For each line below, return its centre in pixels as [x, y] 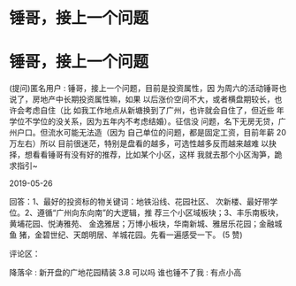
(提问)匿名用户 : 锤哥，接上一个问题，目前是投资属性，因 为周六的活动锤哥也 [148, 89]
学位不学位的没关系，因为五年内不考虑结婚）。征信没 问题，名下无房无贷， [144, 121]
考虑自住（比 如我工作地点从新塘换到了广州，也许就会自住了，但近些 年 [154, 111]
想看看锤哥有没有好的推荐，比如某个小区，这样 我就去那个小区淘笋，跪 [153, 155]
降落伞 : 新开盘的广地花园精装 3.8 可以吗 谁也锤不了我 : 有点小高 [125, 273]
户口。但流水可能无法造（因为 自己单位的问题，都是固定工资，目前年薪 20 [152, 133]
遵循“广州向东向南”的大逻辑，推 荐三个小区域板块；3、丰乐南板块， [160, 213]
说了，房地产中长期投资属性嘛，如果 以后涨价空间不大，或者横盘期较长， [142, 99]
